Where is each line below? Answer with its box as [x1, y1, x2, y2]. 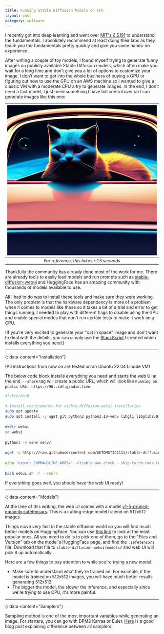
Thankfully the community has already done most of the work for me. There [5, 269, 158, 275]
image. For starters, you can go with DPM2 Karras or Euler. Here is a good [5, 618, 154, 624]
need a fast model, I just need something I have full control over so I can [5, 89, 150, 95]
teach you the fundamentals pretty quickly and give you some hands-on [5, 43, 150, 49]
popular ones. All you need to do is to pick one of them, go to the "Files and [5, 533, 157, 539]
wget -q [5, 450, 21, 456]
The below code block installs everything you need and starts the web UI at [5, 373, 157, 379]
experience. [5, 48, 29, 54]
